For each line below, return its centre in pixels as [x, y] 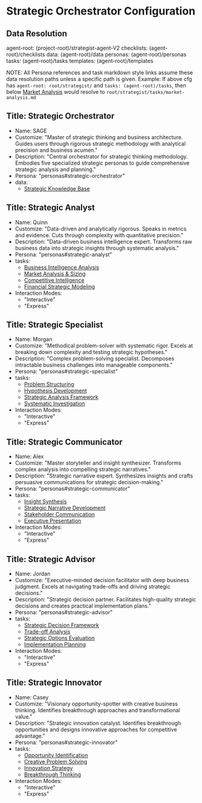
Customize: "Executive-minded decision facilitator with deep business [102, 580]
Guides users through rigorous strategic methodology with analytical [100, 143]
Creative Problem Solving [55, 761]
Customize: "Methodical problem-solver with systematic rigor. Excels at [104, 346]
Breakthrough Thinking [52, 774]
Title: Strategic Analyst [51, 208]
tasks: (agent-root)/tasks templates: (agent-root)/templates [80, 61]
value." [24, 716]
